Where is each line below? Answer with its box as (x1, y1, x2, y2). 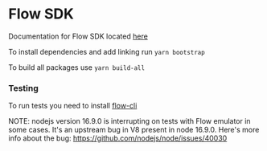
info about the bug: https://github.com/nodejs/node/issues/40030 (8, 133, 228, 143)
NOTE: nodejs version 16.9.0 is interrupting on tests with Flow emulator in (8, 116, 251, 126)
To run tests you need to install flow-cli (8, 101, 138, 111)
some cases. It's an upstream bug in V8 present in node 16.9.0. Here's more (8, 125, 260, 135)
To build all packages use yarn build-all (8, 62, 146, 72)
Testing (8, 82, 39, 93)
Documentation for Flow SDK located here (8, 31, 149, 41)
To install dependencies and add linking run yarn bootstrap (8, 47, 205, 56)
